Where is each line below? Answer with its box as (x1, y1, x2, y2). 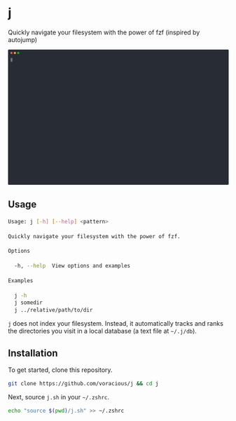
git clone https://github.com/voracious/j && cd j (8, 380, 159, 387)
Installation (8, 347, 58, 359)
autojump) (8, 35, 38, 43)
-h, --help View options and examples (14, 263, 131, 270)
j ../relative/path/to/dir (14, 307, 93, 314)
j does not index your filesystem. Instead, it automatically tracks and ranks (8, 319, 223, 328)
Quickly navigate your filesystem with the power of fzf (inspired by (8, 28, 200, 36)
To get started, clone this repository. (8, 366, 113, 374)
